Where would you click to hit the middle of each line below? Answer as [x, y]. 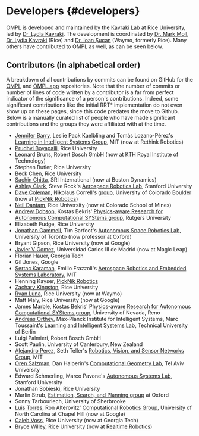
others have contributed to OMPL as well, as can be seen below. [85, 46]
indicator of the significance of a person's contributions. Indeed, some [92, 98]
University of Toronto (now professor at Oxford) [73, 236]
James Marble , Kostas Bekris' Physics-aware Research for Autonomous [103, 306]
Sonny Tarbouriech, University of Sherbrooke [70, 401]
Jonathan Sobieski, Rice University [57, 388]
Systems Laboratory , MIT [46, 275]
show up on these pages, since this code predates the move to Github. [93, 111]
